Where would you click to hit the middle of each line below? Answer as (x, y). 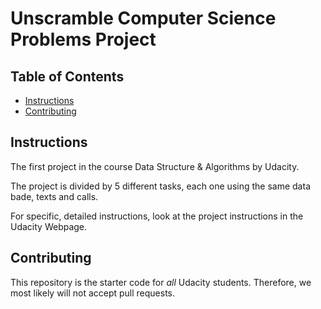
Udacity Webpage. (49, 226)
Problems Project (83, 39)
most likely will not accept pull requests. (93, 293)
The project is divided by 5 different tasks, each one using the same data (160, 186)
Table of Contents (67, 76)
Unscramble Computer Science (143, 18)
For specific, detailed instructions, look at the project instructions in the (157, 216)
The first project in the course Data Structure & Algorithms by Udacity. (155, 166)
